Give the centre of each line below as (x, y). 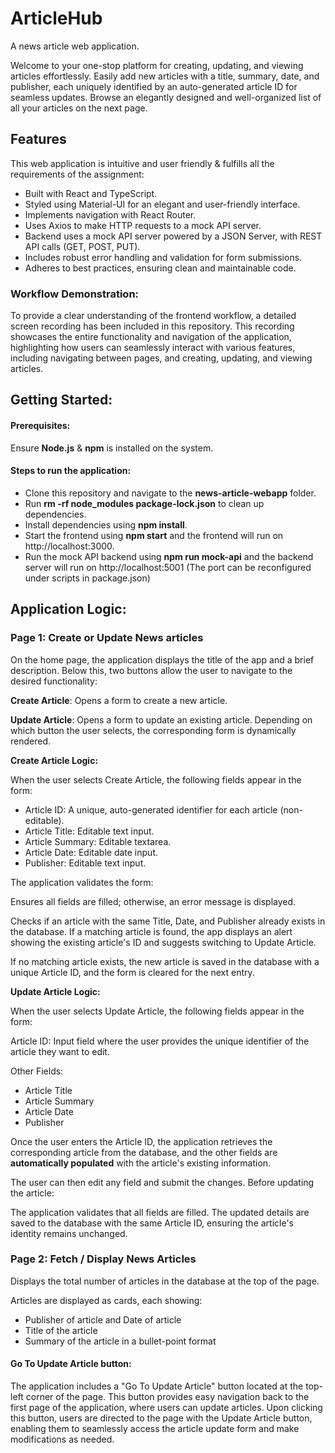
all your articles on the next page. (79, 108)
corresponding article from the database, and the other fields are (144, 1152)
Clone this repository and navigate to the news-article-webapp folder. (170, 493)
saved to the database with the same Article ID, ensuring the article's (152, 1223)
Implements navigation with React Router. (110, 214)
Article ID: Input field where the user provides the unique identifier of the (160, 1041)
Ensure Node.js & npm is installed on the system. (112, 448)
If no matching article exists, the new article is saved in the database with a (165, 961)
